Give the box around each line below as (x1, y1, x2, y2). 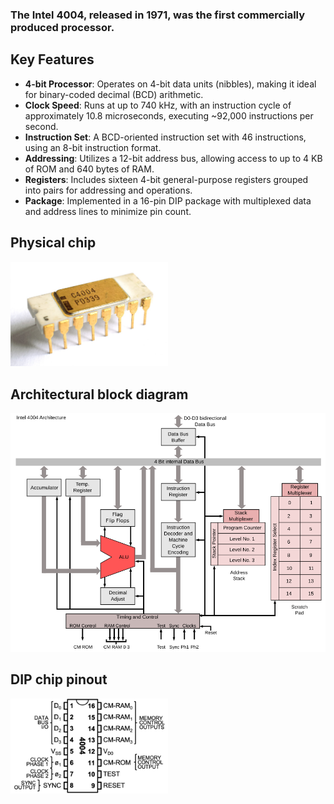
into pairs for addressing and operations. (24, 184, 193, 196)
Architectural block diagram (10, 386, 189, 403)
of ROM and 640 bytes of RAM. (24, 163, 155, 175)
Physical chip (10, 234, 97, 252)
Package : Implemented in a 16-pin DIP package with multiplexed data (24, 194, 312, 207)
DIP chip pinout (10, 671, 108, 688)
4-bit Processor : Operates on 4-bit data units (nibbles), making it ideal (24, 78, 317, 90)
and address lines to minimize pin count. (24, 205, 192, 217)
